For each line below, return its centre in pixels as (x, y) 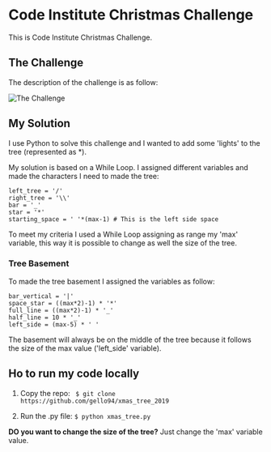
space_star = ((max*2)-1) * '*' (63, 303)
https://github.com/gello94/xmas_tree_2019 (95, 401)
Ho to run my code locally (74, 374)
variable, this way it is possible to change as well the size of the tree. (123, 243)
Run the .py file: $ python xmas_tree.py (85, 416)
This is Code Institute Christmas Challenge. (80, 37)
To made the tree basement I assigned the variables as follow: (112, 281)
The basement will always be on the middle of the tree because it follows (130, 339)
